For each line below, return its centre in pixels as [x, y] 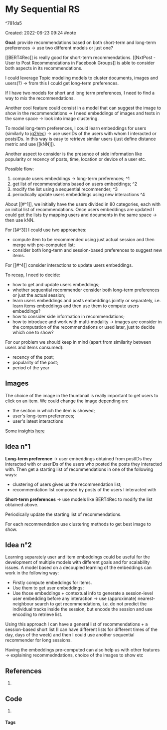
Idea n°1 [18, 447]
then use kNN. [20, 220]
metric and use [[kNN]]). [30, 144]
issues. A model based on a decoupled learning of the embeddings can [79, 568]
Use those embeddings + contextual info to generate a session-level [83, 593]
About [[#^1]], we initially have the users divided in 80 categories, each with [83, 204]
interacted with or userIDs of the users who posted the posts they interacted [83, 464]
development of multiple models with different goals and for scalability [78, 562]
